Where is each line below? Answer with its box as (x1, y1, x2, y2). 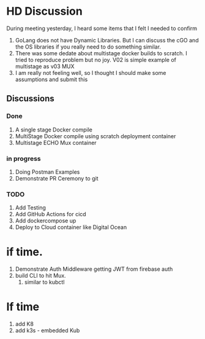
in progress (6, 154, 41, 163)
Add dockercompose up (15, 217, 76, 225)
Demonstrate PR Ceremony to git (15, 174, 99, 182)
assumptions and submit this (15, 76, 88, 83)
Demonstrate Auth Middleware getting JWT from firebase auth (15, 265, 173, 273)
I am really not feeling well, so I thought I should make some (15, 69, 166, 76)
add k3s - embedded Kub (15, 327, 80, 334)
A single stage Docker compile (15, 126, 93, 133)
